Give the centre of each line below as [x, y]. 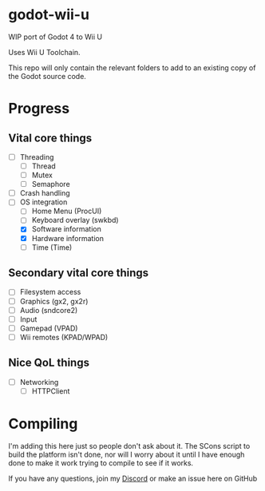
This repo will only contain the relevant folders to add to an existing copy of [132, 67]
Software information [66, 229]
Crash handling [45, 193]
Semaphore [51, 184]
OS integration [44, 202]
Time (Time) [52, 247]
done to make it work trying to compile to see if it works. [101, 463]
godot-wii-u [49, 15]
